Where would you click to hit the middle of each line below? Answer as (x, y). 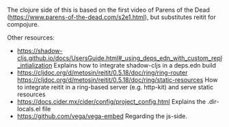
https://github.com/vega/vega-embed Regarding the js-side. (102, 116)
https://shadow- (40, 51)
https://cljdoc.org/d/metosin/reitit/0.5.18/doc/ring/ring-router (102, 72)
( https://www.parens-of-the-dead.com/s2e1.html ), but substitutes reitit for (112, 17)
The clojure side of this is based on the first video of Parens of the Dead (108, 10)
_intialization (35, 65)
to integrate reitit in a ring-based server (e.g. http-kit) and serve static (115, 87)
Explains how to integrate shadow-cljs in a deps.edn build (135, 65)
